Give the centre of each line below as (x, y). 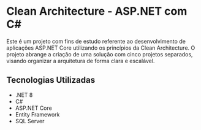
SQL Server (30, 121)
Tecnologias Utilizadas (51, 80)
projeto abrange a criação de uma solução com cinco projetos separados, (100, 54)
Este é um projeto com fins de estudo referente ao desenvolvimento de (96, 41)
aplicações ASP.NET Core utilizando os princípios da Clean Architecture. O (101, 48)
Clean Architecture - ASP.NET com (97, 11)
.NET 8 (24, 95)
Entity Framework (37, 114)
